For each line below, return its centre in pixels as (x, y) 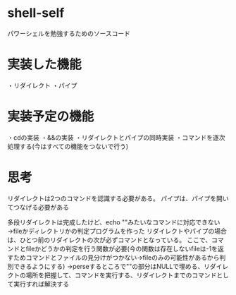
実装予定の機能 (51, 117)
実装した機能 (45, 65)
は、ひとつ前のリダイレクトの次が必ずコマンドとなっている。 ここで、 (110, 240)
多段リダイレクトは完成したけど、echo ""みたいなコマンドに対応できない (114, 222)
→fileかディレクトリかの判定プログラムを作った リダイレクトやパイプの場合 (117, 231)
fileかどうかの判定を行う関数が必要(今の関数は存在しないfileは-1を (122, 248)
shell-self (36, 13)
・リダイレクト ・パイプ (42, 85)
